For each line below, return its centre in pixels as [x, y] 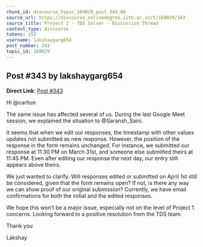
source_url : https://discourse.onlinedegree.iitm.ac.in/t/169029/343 [96, 18]
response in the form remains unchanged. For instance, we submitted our [98, 145]
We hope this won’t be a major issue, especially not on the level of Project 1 [100, 208]
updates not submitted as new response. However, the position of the [93, 139]
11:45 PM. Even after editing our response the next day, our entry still [92, 158]
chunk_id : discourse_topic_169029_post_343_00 [66, 12]
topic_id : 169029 [28, 52]
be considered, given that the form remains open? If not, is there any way [98, 183]
